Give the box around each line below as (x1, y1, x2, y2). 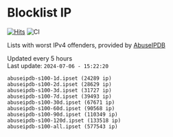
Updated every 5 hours (7, 54, 73, 63)
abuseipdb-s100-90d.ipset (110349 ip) (7, 111, 118, 118)
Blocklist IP (7, 5, 72, 21)
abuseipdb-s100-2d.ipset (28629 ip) (7, 81, 112, 87)
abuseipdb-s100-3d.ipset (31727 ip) (7, 87, 112, 94)
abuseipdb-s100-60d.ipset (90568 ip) (7, 105, 115, 112)
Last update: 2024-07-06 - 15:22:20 (7, 61, 108, 70)
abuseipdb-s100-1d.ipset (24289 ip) (7, 74, 112, 82)
